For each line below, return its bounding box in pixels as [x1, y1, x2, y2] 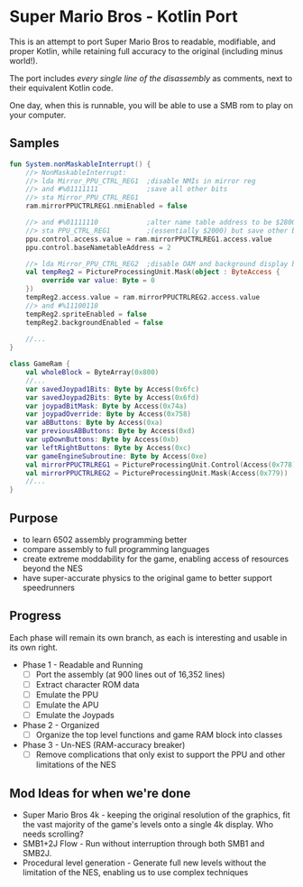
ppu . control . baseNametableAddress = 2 [25, 243, 171, 252]
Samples [9, 135, 60, 151]
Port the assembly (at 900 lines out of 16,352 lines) [35, 669, 225, 679]
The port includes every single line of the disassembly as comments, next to [9, 72, 293, 83]
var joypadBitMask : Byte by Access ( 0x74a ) [25, 402, 188, 411]
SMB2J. [22, 848, 52, 858]
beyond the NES [22, 562, 83, 574]
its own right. [9, 642, 59, 652]
